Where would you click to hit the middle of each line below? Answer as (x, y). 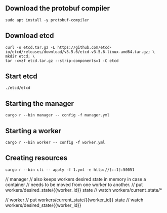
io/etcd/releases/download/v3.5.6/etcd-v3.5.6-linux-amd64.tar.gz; (78, 52)
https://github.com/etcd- (85, 47)
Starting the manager (40, 103)
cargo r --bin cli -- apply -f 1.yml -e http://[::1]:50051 (70, 170)
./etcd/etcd (18, 88)
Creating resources (36, 158)
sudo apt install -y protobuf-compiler (47, 20)
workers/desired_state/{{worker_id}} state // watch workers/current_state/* (84, 190)
